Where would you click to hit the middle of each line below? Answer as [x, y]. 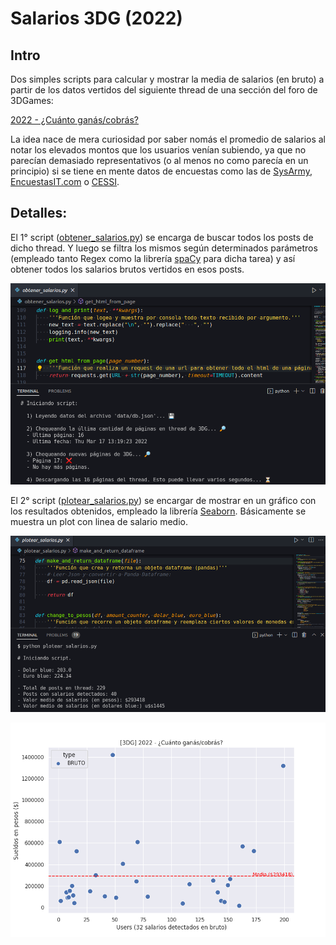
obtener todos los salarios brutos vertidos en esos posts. [127, 269]
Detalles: [39, 213]
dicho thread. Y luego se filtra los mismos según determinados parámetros [164, 248]
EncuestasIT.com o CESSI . [65, 181]
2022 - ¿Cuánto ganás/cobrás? [74, 120]
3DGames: [32, 100]
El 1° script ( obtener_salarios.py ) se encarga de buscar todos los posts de [162, 237]
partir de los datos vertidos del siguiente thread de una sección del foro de [164, 90]
